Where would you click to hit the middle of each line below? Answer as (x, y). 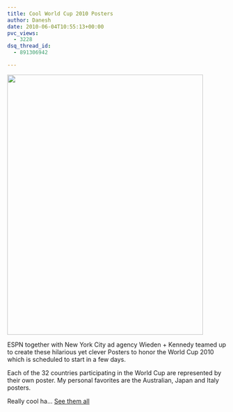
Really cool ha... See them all (49, 401)
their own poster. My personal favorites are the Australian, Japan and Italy (113, 380)
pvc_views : (23, 33)
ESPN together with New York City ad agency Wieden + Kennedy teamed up (117, 344)
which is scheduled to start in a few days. (67, 359)
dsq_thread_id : (29, 46)
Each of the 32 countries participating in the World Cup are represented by (114, 372)
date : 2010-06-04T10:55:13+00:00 (56, 26)
